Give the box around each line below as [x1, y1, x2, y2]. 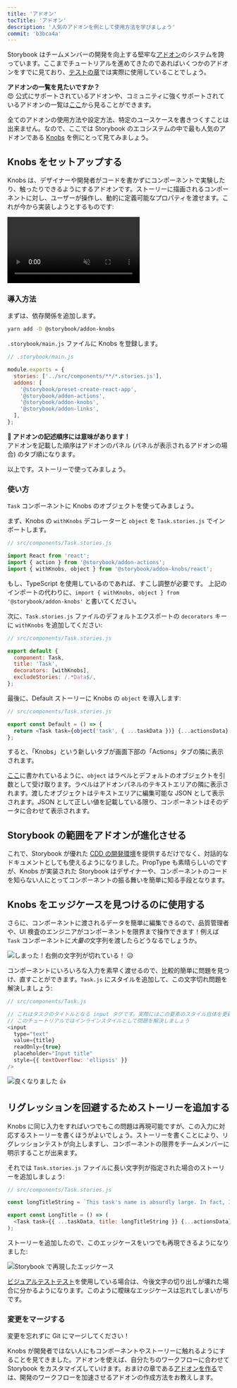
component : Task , [13, 654, 65, 661]
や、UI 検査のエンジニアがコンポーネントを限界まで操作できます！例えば [7, 928, 219, 936]
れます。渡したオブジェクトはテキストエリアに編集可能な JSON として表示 [7, 789, 224, 798]
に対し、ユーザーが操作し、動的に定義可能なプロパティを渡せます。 [25, 193, 223, 202]
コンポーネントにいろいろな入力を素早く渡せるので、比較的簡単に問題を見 [7, 967, 224, 975]
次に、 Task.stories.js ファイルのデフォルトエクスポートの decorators [7, 611, 214, 620]
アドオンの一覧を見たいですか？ [7, 83, 100, 92]
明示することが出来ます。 [7, 1148, 81, 1156]
